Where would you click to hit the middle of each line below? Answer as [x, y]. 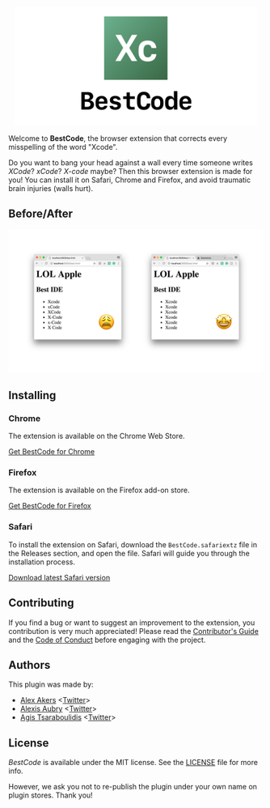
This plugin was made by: [51, 685]
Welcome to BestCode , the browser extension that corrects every [118, 138]
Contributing [41, 603]
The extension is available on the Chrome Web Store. [97, 436]
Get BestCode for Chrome [52, 452]
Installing [32, 395]
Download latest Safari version [59, 577]
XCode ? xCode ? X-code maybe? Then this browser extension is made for [131, 172]
